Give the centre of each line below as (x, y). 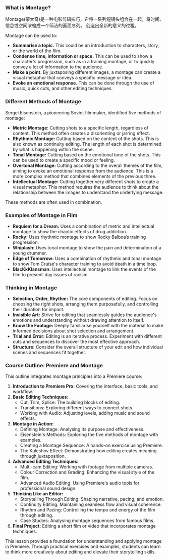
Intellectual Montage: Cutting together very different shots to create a (86, 182)
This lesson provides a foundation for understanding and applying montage (83, 541)
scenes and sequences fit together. (49, 353)
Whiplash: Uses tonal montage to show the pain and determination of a (87, 247)
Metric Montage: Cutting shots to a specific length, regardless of (80, 127)
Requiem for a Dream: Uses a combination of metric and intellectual (83, 226)
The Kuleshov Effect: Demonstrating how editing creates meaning (88, 451)
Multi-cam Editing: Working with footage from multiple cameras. (87, 467)
